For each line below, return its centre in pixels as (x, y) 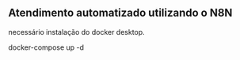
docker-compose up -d (46, 47)
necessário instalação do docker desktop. (76, 32)
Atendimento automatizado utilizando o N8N (120, 13)
